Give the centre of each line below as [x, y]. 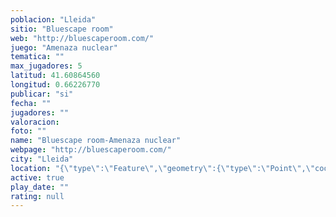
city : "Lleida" [42, 159]
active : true [37, 177]
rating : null [37, 196]
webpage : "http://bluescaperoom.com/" [91, 150]
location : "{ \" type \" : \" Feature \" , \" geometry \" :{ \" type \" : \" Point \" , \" [163, 168]
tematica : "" [37, 57]
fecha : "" [31, 103]
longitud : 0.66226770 [55, 85]
